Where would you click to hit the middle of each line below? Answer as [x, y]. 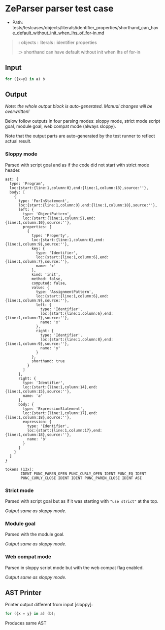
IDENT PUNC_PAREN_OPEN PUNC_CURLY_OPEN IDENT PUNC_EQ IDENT [83, 474]
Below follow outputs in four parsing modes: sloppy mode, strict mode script [83, 121]
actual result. [18, 141]
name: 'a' [33, 396]
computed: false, [49, 283]
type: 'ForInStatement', [44, 201]
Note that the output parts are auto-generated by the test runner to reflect [80, 136]
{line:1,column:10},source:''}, [38, 222]
